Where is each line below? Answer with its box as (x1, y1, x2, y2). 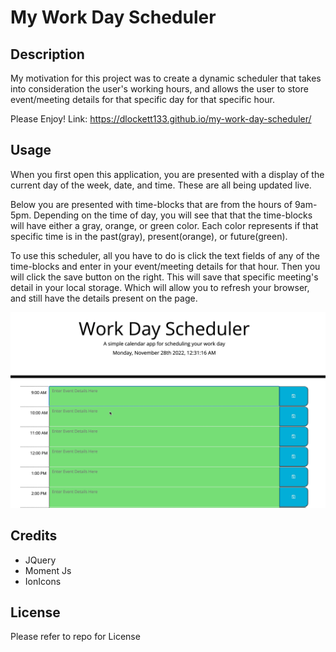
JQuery (24, 554, 57, 566)
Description (10, 46, 85, 63)
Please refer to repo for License (10, 631, 141, 643)
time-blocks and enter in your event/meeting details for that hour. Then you (10, 260, 321, 272)
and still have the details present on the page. (10, 292, 198, 304)
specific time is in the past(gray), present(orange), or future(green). (10, 230, 288, 242)
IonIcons (24, 575, 62, 587)
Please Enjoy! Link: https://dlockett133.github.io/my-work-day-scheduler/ (10, 113, 312, 125)
